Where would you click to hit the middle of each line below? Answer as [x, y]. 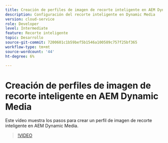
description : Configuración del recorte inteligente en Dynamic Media [80, 14]
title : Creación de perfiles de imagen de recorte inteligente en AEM [80, 10]
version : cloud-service [30, 19]
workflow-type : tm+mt [28, 47]
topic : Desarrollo [24, 38]
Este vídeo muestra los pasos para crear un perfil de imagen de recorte [79, 120]
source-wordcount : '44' [30, 51]
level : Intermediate [27, 28]
